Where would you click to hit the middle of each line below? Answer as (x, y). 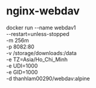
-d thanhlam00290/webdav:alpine (48, 78)
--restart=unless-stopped (38, 34)
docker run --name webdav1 (41, 28)
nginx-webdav (43, 11)
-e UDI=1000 (22, 66)
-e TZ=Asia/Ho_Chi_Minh (37, 59)
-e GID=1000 (22, 72)
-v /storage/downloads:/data (41, 53)
